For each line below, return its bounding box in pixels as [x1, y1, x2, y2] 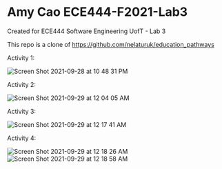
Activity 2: [7, 80, 37, 88]
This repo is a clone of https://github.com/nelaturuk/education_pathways [7, 40, 215, 48]
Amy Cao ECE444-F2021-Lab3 [7, 4, 188, 20]
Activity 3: [7, 107, 37, 115]
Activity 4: [7, 134, 37, 142]
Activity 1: [7, 53, 35, 62]
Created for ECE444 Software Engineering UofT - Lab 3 [7, 27, 166, 35]
